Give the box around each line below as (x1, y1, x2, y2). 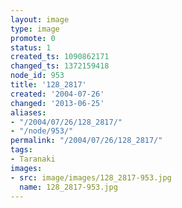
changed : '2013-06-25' (10, 98, 105, 108)
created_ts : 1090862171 (10, 52, 110, 62)
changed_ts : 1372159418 (10, 61, 110, 71)
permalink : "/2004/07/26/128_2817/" (10, 136, 163, 146)
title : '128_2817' (10, 80, 87, 90)
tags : (10, 145, 33, 155)
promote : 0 (10, 33, 56, 43)
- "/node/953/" (10, 126, 74, 136)
